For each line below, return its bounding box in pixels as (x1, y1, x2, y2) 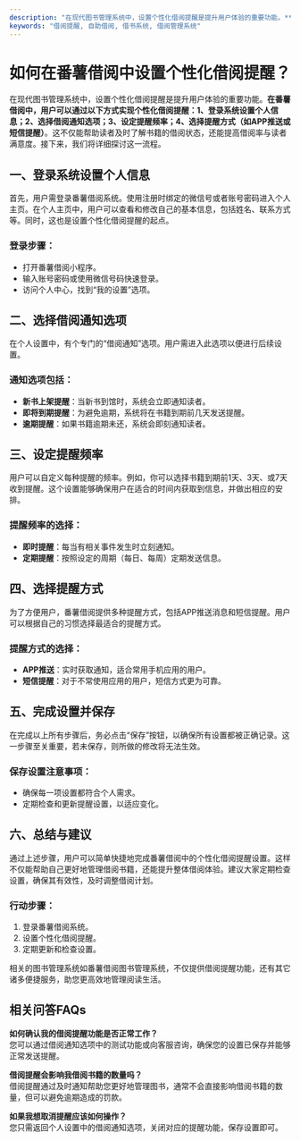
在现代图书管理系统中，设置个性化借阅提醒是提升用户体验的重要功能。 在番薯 (9, 94, 291, 105)
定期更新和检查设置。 (21, 944, 101, 955)
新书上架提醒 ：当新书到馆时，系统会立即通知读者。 (21, 395, 211, 407)
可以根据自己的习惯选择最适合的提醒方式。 (9, 618, 166, 629)
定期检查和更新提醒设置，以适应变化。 (21, 798, 163, 809)
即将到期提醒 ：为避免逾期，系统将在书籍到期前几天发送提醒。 (21, 407, 250, 418)
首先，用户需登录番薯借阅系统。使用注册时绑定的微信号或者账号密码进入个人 (9, 193, 291, 204)
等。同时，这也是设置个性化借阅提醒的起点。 (9, 216, 174, 226)
